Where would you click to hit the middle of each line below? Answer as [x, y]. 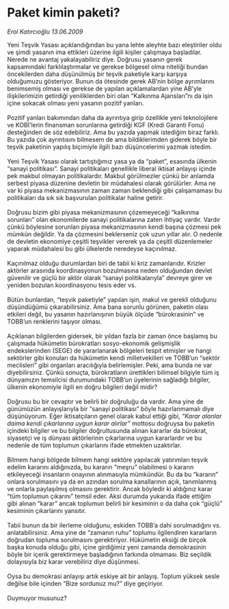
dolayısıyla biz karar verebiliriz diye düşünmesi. [73, 561]
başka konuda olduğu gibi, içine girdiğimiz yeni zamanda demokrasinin [107, 547]
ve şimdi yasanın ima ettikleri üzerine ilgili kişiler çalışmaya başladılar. [105, 52]
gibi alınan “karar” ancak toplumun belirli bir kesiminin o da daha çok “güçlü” [115, 503]
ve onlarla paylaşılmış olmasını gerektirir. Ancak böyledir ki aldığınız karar [110, 488]
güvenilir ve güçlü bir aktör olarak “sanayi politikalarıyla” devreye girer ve [110, 277]
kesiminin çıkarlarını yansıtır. [47, 510]
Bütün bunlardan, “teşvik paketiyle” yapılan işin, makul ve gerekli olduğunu [112, 299]
